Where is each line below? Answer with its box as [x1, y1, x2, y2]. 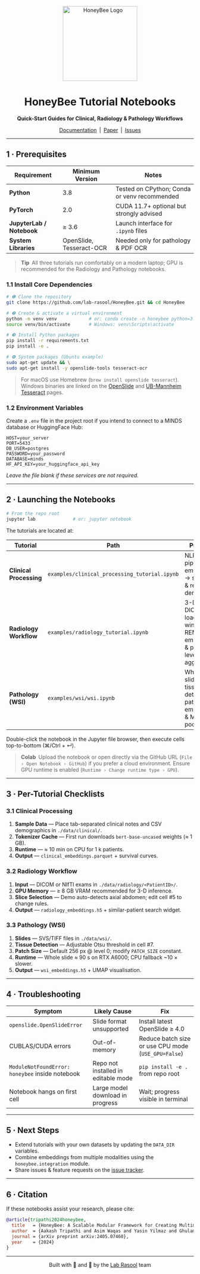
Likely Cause [94, 1007, 132, 1015]
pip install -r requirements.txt [6, 338, 89, 344]
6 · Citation [6, 1189, 48, 1199]
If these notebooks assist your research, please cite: [6, 1205, 135, 1212]
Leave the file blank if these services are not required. [6, 472, 139, 479]
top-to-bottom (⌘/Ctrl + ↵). [6, 741, 76, 749]
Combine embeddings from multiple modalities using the [14, 1154, 154, 1161]
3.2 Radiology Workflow [6, 867, 77, 875]
